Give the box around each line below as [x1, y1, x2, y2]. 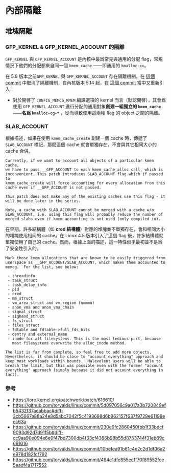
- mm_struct [7, 296, 33, 301]
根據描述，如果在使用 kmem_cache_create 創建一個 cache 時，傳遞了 [5, 135, 147, 141]
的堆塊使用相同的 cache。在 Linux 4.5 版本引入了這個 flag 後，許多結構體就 [5, 233, 164, 239]
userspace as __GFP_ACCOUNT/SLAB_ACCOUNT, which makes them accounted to [5, 260, 166, 265]
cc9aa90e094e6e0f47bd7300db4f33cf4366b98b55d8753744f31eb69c [12, 435, 165, 441]
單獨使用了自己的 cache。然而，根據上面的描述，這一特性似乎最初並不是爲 [5, 239, 163, 245]
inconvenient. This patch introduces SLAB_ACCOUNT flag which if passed [5, 172, 163, 177]
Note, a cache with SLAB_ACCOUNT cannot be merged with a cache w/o [5, 208, 154, 213]
